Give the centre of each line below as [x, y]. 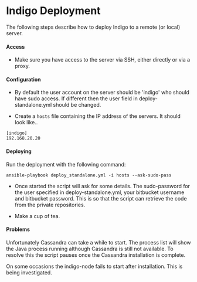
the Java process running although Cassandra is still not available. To [90, 249]
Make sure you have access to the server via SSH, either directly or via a [102, 60]
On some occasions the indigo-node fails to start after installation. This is [94, 266]
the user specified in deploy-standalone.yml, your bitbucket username [99, 192]
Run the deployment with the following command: [66, 164]
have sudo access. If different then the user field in [76, 98]
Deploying [19, 151]
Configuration [23, 79]
